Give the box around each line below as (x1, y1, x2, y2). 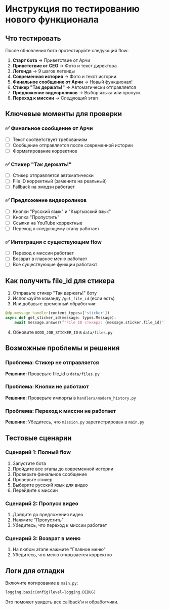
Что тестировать (5, 34, 61, 43)
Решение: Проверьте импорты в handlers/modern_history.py (5, 394, 137, 401)
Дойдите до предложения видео (12, 512, 83, 518)
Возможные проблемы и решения (5, 344, 120, 352)
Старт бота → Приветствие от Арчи (12, 57, 90, 63)
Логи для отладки (5, 566, 65, 575)
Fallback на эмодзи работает (12, 184, 75, 190)
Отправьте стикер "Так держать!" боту (12, 290, 97, 296)
